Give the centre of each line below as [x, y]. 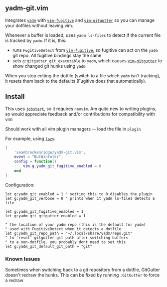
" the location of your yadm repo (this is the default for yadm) [76, 224]
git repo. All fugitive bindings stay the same [57, 55]
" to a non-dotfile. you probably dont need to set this [66, 242]
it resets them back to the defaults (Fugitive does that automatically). [76, 81]
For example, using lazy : [30, 139]
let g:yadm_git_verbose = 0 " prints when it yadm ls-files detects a [80, 198]
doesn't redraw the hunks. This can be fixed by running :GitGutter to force [83, 275]
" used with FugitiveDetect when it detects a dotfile [63, 229]
